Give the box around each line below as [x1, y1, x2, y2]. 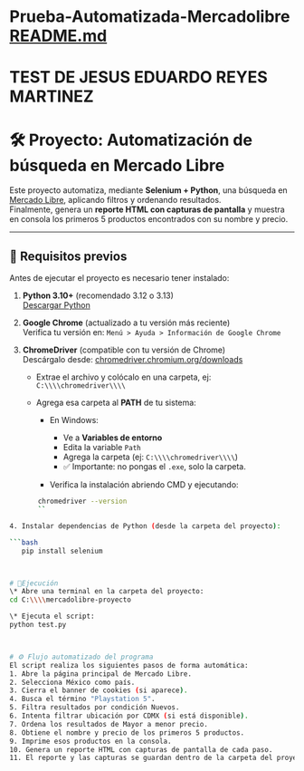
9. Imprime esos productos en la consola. [9, 737, 172, 746]
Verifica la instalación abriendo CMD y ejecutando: [49, 479, 239, 490]
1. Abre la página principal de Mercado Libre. [9, 669, 193, 679]
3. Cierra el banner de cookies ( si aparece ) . [9, 686, 188, 695]
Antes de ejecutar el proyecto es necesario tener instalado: [9, 273, 230, 284]
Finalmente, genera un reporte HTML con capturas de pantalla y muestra [9, 204, 285, 215]
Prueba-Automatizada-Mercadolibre [9, 6, 290, 27]
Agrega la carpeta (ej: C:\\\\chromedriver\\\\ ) [62, 451, 238, 463]
